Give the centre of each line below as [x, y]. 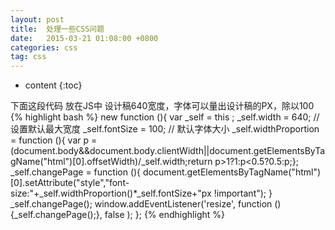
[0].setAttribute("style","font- [70, 183]
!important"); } [243, 193]
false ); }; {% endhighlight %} [164, 215]
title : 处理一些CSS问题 [57, 29]
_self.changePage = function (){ [76, 172]
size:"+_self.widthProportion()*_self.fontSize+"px [111, 193]
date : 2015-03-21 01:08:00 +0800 [84, 38]
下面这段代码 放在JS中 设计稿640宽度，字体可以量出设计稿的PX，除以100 [162, 106]
